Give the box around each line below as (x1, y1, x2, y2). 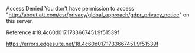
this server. (6, 18, 34, 24)
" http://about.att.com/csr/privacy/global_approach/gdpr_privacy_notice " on (6, 11, 190, 18)
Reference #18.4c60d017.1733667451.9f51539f (6, 29, 119, 36)
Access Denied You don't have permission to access (6, 5, 134, 12)
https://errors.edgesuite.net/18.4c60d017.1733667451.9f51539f (6, 41, 159, 47)
